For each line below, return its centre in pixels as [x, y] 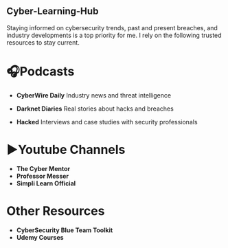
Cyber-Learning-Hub [53, 11]
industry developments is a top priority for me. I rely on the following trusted [114, 35]
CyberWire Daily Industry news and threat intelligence [94, 95]
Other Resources [56, 211]
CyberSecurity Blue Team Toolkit [65, 230]
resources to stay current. [43, 42]
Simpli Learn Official [46, 183]
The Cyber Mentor [43, 168]
